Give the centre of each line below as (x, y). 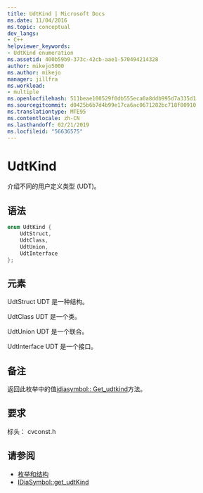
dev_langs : (23, 33)
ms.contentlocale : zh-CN (44, 118)
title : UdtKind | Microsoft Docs (56, 14)
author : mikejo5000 (36, 66)
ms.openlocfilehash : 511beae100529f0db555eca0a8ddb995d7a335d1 (102, 99)
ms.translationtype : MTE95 (47, 112)
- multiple (23, 92)
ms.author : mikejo (34, 72)
